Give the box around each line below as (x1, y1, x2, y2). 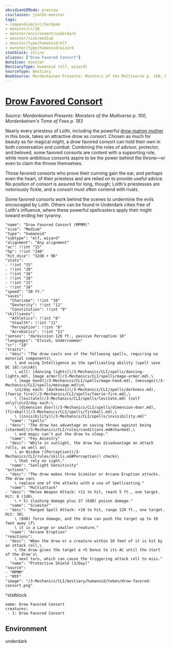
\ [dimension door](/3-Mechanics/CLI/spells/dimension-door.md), (14, 405, 156, 410)
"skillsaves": (5, 311, 36, 316)
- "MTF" (5, 574, 22, 579)
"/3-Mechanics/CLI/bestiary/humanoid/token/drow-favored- (25, 578, 152, 583)
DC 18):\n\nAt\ (5, 364, 38, 370)
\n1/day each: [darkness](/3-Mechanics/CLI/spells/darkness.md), (14, 387, 156, 392)
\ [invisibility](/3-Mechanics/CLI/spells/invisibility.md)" (14, 413, 147, 419)
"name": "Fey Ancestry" (10, 436, 60, 441)
